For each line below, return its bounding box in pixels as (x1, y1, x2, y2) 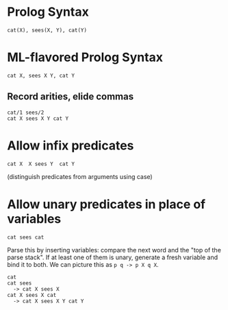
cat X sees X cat (7, 291, 57, 298)
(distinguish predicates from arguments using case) (7, 172, 153, 180)
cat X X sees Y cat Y (7, 160, 75, 167)
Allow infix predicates (7, 138, 134, 153)
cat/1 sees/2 (7, 109, 45, 116)
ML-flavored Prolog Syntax (7, 49, 163, 65)
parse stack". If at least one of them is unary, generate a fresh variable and (7, 253, 218, 261)
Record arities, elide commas (7, 91, 134, 103)
